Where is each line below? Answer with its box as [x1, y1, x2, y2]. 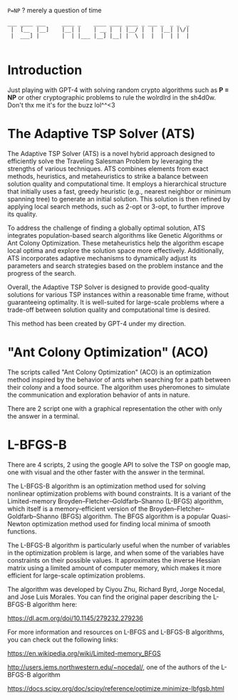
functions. [7, 527, 37, 536]
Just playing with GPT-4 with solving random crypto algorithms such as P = [7, 85, 229, 94]
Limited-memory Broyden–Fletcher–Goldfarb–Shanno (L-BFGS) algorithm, [7, 496, 224, 505]
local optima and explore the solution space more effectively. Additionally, [7, 246, 224, 255]
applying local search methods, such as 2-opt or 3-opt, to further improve [7, 202, 224, 211]
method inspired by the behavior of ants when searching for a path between [7, 375, 231, 384]
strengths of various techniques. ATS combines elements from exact [7, 164, 209, 173]
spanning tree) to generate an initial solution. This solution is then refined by [7, 194, 231, 203]
